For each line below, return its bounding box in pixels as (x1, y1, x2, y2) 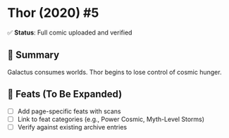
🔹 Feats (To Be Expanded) (7, 88, 123, 100)
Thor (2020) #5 (7, 5, 99, 21)
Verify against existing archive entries (17, 123, 128, 131)
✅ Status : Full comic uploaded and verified (7, 28, 132, 37)
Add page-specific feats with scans (17, 107, 121, 115)
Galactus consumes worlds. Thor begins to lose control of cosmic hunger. (7, 68, 222, 76)
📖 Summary (7, 49, 60, 61)
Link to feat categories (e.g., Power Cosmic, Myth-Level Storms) (17, 115, 205, 123)
